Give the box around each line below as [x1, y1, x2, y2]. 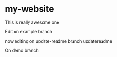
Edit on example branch [5, 28, 52, 34]
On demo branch [5, 47, 39, 53]
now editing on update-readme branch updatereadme [5, 38, 113, 44]
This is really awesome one [5, 19, 59, 25]
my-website [5, 3, 54, 14]
